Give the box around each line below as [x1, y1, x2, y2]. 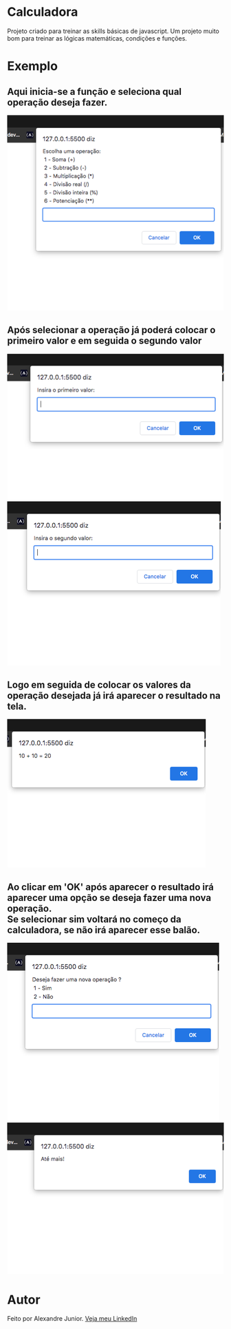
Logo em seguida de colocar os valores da [7, 679, 191, 690]
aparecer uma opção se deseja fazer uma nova [7, 892, 212, 904]
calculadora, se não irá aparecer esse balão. [7, 924, 201, 936]
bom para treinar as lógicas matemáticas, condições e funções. [7, 34, 188, 42]
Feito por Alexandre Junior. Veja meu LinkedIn [7, 1315, 137, 1323]
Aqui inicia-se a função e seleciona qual [7, 85, 182, 97]
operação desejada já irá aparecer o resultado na [7, 690, 221, 701]
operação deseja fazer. [7, 96, 108, 108]
